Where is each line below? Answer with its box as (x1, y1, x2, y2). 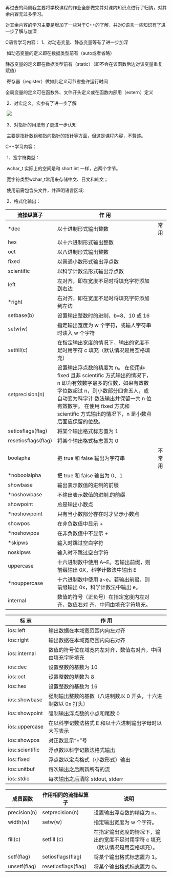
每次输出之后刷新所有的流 (48, 766, 110, 773)
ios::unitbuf (8, 766, 35, 772)
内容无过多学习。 (9, 11, 46, 17)
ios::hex (8, 683, 27, 689)
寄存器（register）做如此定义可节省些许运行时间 (6, 79, 109, 84)
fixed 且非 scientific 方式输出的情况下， (57, 372, 152, 379)
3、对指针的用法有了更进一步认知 (6, 122, 77, 127)
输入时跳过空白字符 (57, 539, 104, 546)
